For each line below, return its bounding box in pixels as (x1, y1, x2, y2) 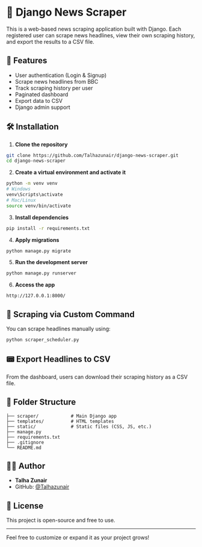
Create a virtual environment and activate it (14, 168, 126, 176)
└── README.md (6, 445, 42, 451)
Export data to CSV (14, 97, 63, 104)
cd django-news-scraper (6, 158, 66, 164)
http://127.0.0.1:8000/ (6, 293, 66, 299)
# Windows (6, 186, 31, 192)
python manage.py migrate (6, 248, 71, 254)
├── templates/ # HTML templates (6, 418, 114, 424)
